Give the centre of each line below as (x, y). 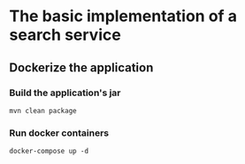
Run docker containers (59, 132)
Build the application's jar (65, 93)
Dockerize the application (81, 67)
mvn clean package (43, 111)
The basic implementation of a (123, 16)
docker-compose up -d (49, 152)
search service (65, 35)
